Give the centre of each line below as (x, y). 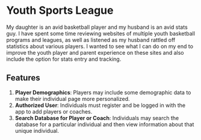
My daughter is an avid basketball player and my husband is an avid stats (97, 27)
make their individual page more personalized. (72, 99)
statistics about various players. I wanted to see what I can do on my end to (100, 46)
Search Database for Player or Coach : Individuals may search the (97, 118)
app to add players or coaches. (54, 111)
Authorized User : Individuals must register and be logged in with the (100, 105)
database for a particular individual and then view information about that (104, 124)
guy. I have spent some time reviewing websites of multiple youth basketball (101, 33)
